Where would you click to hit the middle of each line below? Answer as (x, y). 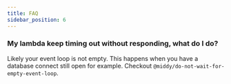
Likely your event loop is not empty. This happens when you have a (103, 58)
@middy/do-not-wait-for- (189, 66)
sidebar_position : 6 (37, 20)
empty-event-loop (32, 73)
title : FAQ (23, 13)
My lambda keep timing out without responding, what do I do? (113, 44)
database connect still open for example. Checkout (80, 66)
